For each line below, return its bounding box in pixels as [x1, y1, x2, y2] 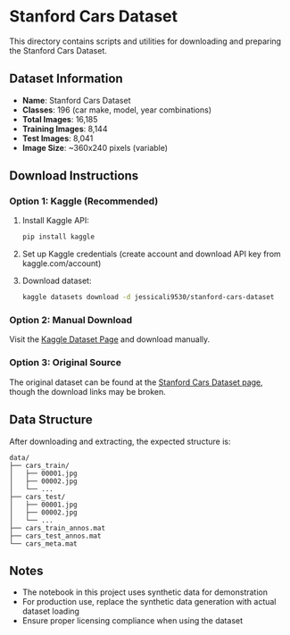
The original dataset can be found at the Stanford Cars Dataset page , [9, 377, 263, 388]
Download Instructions [9, 168, 139, 184]
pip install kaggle [21, 232, 95, 242]
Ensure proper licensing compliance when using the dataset [21, 615, 244, 626]
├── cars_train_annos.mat [9, 523, 105, 532]
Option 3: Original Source [9, 356, 122, 369]
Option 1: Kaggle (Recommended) [9, 195, 159, 207]
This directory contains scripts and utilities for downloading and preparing [9, 36, 282, 46]
